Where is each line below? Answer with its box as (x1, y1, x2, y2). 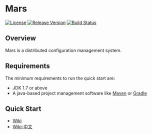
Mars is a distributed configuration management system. (5, 47, 121, 53)
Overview (5, 34, 36, 42)
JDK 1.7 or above (12, 84, 47, 90)
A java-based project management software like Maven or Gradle (12, 90, 147, 96)
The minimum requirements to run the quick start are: (5, 75, 115, 81)
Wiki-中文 (12, 123, 32, 130)
